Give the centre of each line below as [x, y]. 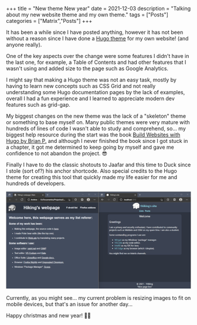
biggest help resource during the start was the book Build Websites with [93, 135]
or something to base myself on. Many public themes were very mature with [98, 122]
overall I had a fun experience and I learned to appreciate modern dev [90, 98]
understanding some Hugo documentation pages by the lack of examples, [96, 92]
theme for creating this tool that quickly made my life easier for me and [92, 177]
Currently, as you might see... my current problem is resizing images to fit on [98, 298]
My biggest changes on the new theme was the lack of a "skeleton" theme [96, 116]
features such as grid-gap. [38, 105]
